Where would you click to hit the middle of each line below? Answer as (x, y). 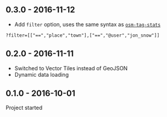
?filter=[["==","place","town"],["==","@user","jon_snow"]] (83, 35)
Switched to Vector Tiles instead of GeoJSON (71, 68)
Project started (24, 108)
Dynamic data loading (41, 74)
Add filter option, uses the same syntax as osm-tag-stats (87, 24)
